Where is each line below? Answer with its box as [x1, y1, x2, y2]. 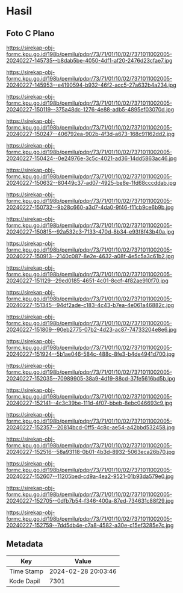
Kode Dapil [9, 577, 40, 585]
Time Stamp [9, 567, 44, 576]
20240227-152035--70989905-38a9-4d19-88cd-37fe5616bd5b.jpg [6, 375, 176, 382]
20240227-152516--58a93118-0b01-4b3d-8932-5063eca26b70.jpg [6, 449, 175, 455]
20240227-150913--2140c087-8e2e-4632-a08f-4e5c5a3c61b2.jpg [6, 253, 175, 259]
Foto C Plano [6, 28, 55, 39]
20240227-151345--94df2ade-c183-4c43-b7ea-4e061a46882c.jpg [6, 302, 175, 308]
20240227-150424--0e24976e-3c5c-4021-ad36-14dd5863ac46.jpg [6, 155, 177, 162]
